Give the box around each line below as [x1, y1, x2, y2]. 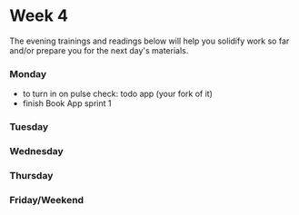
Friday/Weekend [9, 193, 85, 206]
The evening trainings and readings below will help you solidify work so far [9, 35, 290, 46]
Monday [9, 67, 47, 80]
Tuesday [9, 121, 49, 133]
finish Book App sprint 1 [22, 98, 112, 109]
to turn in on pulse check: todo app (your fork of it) [22, 88, 214, 100]
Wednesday [9, 145, 64, 158]
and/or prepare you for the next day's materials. [9, 44, 189, 55]
